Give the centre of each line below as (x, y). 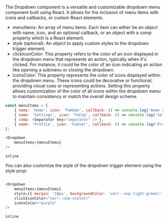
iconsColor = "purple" (35, 203)
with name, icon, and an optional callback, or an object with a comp (82, 33)
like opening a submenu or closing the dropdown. (63, 70)
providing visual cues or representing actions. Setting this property (81, 86)
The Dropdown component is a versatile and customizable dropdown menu (83, 7)
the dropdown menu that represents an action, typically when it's (79, 59)
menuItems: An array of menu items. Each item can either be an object (85, 27)
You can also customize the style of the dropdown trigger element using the (83, 165)
